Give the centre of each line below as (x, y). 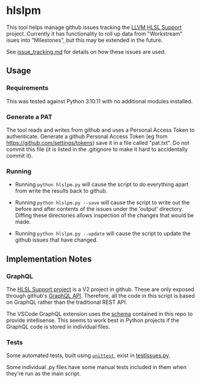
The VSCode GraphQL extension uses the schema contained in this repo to (100, 314)
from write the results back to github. (61, 191)
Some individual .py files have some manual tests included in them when (97, 367)
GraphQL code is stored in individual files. (58, 326)
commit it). (20, 155)
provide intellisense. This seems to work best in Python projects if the (93, 320)
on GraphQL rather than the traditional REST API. (67, 302)
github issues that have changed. (56, 240)
